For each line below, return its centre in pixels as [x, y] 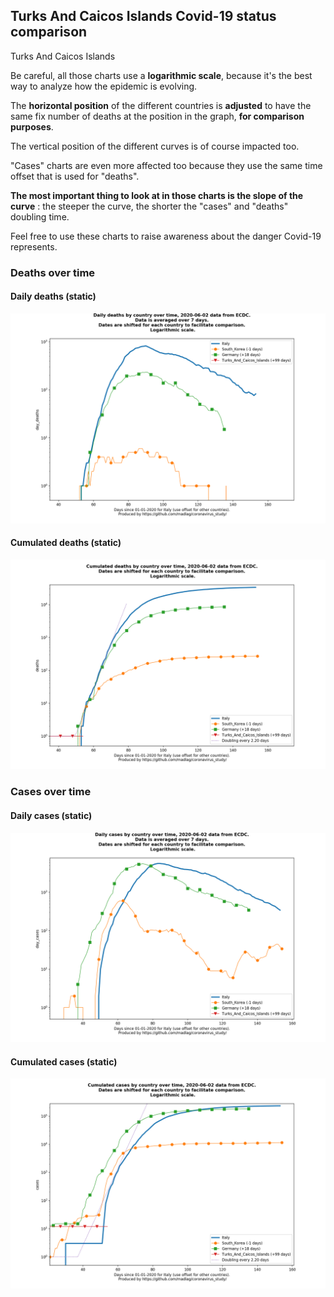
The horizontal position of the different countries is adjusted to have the [161, 105]
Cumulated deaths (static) [66, 543]
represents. [34, 246]
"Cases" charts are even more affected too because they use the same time [166, 165]
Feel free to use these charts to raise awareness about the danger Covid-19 [166, 236]
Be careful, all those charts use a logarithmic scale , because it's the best [161, 75]
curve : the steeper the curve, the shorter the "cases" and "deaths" [149, 206]
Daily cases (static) [51, 815]
